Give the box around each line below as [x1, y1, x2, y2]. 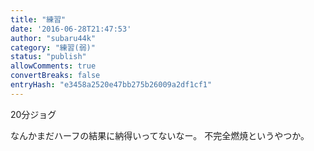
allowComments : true [10, 61, 97, 71]
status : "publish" [10, 52, 87, 62]
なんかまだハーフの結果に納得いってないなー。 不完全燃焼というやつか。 [10, 129, 310, 141]
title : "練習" [10, 14, 67, 25]
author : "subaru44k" [10, 33, 97, 43]
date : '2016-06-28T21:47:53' [10, 24, 132, 34]
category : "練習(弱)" [10, 42, 96, 53]
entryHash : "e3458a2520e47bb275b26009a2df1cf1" [10, 80, 213, 90]
